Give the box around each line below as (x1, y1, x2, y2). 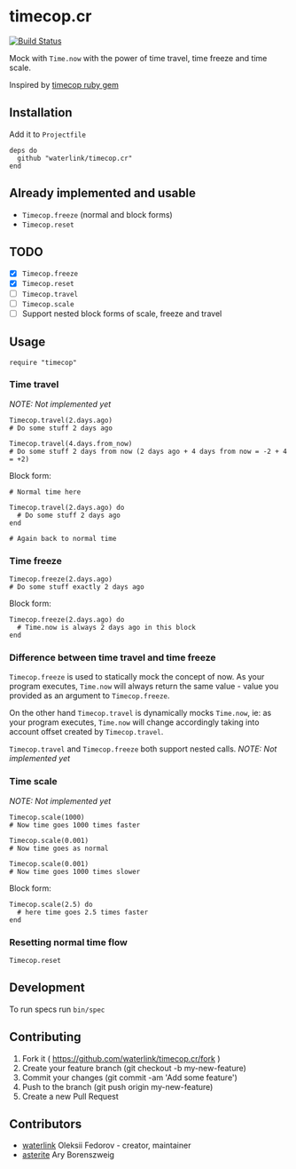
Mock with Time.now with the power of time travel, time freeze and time (9, 52, 268, 63)
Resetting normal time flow (9, 935, 129, 948)
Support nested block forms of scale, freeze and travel (21, 308, 222, 319)
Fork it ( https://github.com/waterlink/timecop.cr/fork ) (21, 1053, 221, 1063)
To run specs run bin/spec (9, 1004, 105, 1014)
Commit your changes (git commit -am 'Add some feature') (21, 1072, 238, 1083)
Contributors (9, 1117, 82, 1132)
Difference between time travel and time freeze (9, 651, 216, 664)
